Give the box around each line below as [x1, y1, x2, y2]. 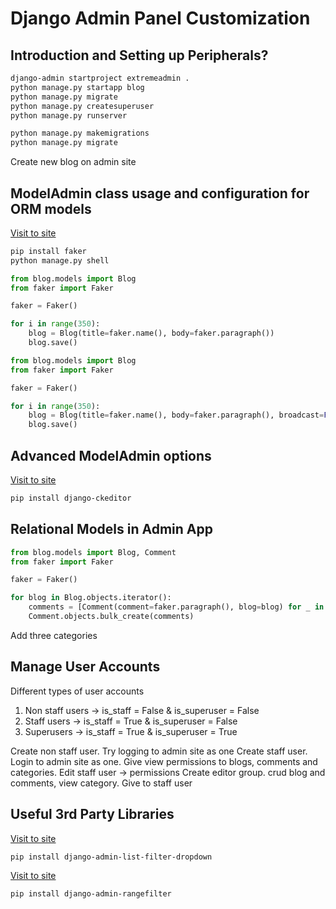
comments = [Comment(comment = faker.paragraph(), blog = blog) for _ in [28, 602, 325, 612]
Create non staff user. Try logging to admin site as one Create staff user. [10, 745, 308, 757]
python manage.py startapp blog [10, 82, 145, 92]
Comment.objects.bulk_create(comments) [28, 612, 195, 622]
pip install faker [10, 246, 87, 256]
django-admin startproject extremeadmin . [10, 73, 190, 83]
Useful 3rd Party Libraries [10, 806, 175, 823]
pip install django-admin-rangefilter [10, 889, 172, 899]
